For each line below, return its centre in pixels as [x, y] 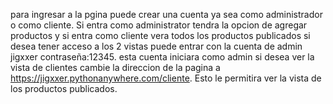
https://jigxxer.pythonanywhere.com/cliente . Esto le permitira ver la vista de [166, 78]
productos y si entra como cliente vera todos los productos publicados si [160, 35]
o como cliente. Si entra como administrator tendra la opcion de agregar [159, 25]
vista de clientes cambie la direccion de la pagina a [115, 67]
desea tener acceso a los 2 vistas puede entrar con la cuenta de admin [156, 46]
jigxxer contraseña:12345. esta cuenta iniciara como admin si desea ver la [162, 57]
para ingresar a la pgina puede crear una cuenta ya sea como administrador [166, 14]
